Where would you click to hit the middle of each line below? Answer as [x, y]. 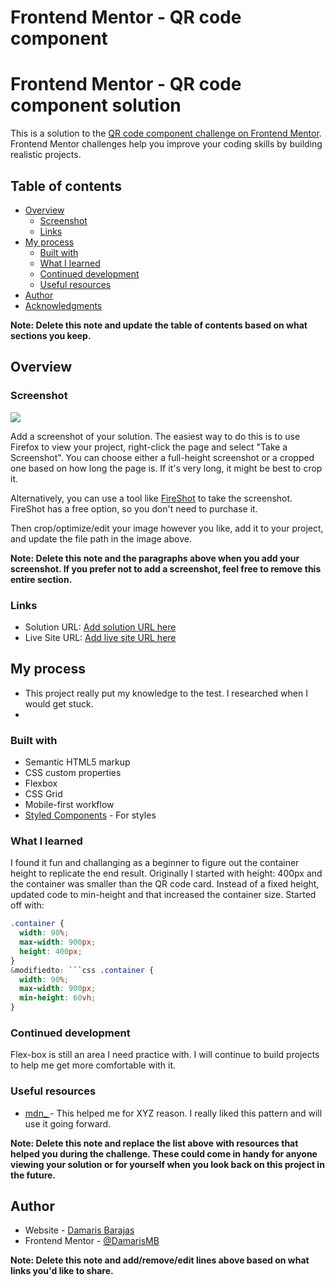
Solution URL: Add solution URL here [100, 627]
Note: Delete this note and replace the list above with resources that [154, 1143]
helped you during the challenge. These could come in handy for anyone [164, 1153]
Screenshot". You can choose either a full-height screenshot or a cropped [162, 457]
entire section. [41, 579]
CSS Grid [43, 794]
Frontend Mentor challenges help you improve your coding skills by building [166, 144]
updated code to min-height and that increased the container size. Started [163, 895]
